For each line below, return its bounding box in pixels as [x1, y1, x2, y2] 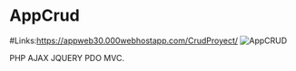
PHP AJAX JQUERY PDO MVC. [9, 52, 125, 63]
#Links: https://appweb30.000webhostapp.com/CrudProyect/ [9, 35, 239, 46]
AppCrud [9, 5, 80, 26]
